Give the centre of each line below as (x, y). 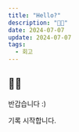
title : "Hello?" (34, 15)
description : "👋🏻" (38, 23)
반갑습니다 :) (27, 104)
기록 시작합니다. (32, 120)
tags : (17, 45)
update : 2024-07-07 (40, 37)
